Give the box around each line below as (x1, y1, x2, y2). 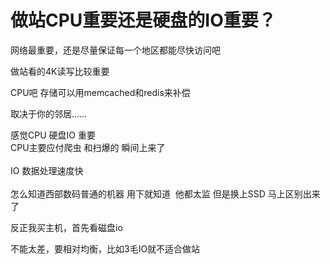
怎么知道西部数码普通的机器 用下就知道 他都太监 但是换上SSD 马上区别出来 (10, 187, 321, 200)
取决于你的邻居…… (10, 107, 88, 120)
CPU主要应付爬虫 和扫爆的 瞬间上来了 (10, 141, 166, 153)
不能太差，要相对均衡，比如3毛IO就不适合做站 (10, 242, 201, 255)
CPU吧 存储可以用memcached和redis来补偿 (10, 86, 191, 98)
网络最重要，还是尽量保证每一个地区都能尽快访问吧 (10, 44, 221, 56)
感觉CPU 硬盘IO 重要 (10, 129, 96, 141)
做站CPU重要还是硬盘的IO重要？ (10, 9, 277, 32)
